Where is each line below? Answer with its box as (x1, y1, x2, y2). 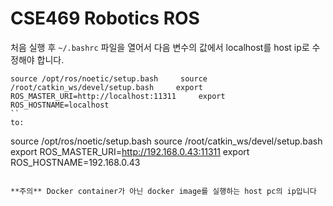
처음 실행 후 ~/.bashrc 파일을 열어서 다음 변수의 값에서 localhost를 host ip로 (10, 41, 310, 53)
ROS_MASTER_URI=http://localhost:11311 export (10, 91, 226, 101)
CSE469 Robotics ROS (10, 7, 200, 30)
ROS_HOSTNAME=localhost (10, 100, 110, 110)
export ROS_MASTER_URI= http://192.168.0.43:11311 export (10, 145, 250, 157)
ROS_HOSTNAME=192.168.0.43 (10, 156, 141, 168)
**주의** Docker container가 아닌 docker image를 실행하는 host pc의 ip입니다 (10, 186, 317, 196)
